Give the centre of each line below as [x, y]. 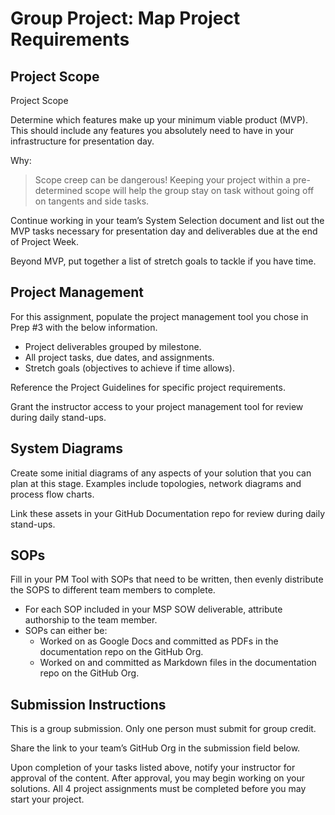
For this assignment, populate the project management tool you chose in [159, 316]
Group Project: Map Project [125, 18]
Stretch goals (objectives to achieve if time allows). [129, 368]
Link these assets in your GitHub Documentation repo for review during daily [168, 513]
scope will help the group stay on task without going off [199, 190]
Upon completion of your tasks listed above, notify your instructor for [153, 768]
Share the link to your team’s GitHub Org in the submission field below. [155, 748]
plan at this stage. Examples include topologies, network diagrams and [156, 483]
